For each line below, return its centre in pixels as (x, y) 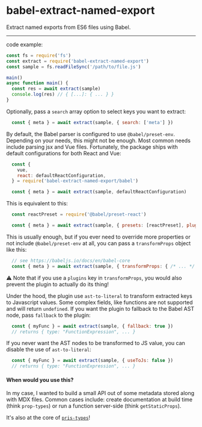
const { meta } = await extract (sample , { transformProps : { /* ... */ (103, 266)
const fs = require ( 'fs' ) (38, 55)
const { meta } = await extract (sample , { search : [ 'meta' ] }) (92, 122)
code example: (25, 44)
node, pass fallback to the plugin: (49, 315)
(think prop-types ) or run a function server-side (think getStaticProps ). (94, 406)
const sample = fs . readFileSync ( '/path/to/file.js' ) (74, 67)
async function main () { (37, 83)
